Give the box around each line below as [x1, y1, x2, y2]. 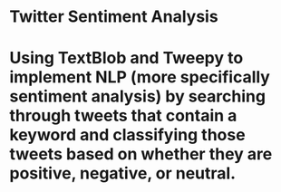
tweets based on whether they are [9, 144, 273, 165]
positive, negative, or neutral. [9, 163, 237, 184]
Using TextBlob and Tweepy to [9, 48, 244, 69]
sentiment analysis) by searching [9, 86, 266, 107]
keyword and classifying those [9, 125, 247, 146]
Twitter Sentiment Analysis [9, 6, 219, 27]
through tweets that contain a [9, 106, 237, 126]
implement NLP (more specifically [9, 67, 270, 88]
